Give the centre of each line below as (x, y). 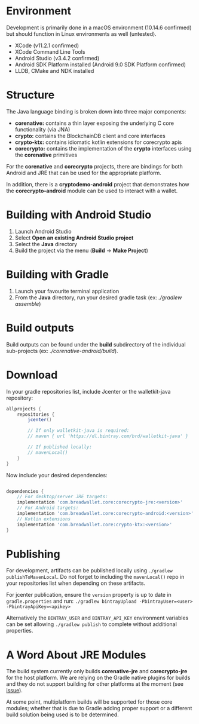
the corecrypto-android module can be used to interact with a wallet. (92, 191)
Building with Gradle (58, 274)
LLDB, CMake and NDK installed (54, 70)
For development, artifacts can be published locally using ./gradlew (90, 570)
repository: (20, 398)
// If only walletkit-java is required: (79, 431)
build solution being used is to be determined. (63, 714)
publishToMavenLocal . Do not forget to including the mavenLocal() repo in (95, 577)
